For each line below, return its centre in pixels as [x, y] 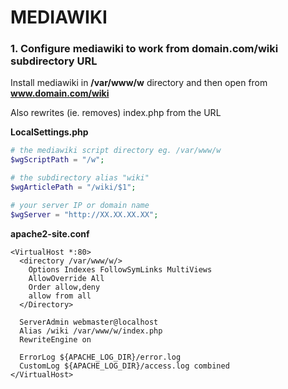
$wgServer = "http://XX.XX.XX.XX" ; [84, 214]
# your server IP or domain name [80, 205]
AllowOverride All [66, 278]
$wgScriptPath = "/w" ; [57, 160]
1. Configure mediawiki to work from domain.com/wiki [144, 49]
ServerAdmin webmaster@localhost [89, 322]
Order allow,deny [64, 287]
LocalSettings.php [49, 132]
